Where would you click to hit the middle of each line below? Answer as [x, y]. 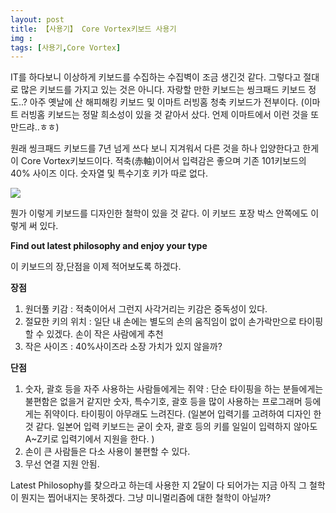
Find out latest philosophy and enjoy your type [109, 246]
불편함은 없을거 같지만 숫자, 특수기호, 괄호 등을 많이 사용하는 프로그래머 [163, 402]
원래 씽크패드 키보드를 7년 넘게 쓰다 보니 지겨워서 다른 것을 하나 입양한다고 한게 [165, 148]
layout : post [37, 19]
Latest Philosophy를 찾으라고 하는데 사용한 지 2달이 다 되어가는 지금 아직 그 [159, 485]
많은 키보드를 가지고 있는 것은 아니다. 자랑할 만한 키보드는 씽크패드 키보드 [163, 90]
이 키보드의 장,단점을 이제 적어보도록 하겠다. [96, 267]
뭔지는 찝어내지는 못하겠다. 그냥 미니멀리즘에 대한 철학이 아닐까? [146, 498]
